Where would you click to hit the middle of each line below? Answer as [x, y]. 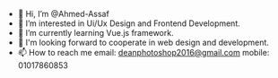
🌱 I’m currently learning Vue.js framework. [96, 33]
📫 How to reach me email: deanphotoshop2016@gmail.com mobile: [143, 52]
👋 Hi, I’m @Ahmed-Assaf [63, 14]
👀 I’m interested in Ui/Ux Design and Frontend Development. [129, 23]
